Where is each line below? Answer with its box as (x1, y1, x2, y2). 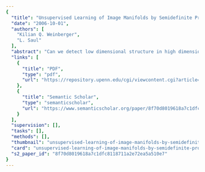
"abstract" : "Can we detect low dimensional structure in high (11, 49, 176, 55)
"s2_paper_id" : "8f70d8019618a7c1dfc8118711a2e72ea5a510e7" (11, 151, 168, 157)
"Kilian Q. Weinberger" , (17, 32, 80, 38)
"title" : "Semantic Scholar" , (21, 94, 99, 100)
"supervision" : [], (11, 123, 61, 129)
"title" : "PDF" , (21, 65, 64, 72)
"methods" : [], (11, 134, 50, 140)
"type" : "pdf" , (21, 71, 61, 77)
